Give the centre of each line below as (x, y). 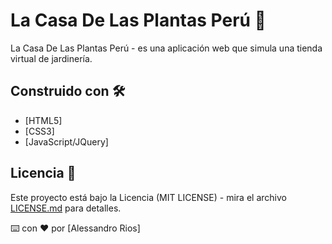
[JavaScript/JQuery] (66, 141)
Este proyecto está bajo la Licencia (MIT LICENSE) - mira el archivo (148, 197)
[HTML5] (43, 120)
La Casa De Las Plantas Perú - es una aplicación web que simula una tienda (166, 48)
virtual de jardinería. (51, 58)
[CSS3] (39, 131)
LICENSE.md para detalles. (66, 208)
